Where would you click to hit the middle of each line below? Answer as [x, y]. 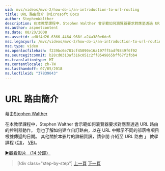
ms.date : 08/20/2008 [26, 32]
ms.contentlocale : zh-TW [30, 64]
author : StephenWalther [29, 19]
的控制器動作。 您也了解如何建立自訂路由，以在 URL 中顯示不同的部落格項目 [82, 130]
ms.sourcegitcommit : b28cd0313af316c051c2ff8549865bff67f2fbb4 [71, 55]
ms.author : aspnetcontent [31, 28]
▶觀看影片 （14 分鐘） [28, 153]
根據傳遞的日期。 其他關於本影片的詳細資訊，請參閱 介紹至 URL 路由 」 [77, 136]
